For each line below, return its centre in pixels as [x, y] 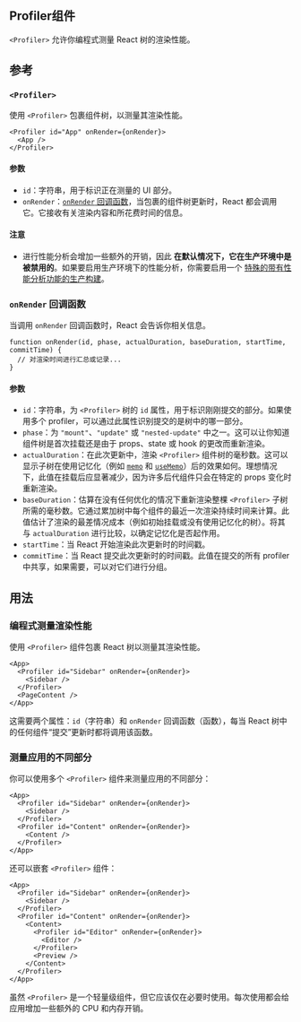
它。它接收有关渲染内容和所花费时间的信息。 [105, 212]
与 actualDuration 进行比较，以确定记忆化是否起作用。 [123, 533]
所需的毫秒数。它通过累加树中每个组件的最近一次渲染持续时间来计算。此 [155, 511]
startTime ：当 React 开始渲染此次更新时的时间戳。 [116, 544]
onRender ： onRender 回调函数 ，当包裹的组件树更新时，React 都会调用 [150, 201]
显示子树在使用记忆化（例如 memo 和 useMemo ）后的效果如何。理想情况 [150, 466]
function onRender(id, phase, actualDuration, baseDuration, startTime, [148, 342]
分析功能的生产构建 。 [69, 278]
